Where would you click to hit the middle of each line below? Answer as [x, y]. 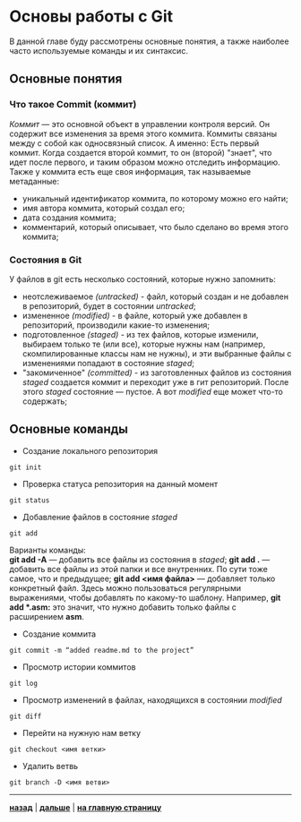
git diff [26, 716]
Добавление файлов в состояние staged [99, 517]
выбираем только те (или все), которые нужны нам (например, [144, 344]
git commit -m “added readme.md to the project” [102, 650]
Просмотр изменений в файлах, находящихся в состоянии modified [152, 699]
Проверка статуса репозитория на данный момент [120, 484]
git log [24, 683]
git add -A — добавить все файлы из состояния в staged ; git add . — [140, 559]
